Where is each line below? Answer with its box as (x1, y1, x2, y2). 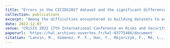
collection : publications (5, 12, 60, 17)
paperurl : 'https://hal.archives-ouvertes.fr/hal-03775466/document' (5, 30, 155, 35)
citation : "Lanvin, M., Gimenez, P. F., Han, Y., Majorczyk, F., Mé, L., (5, 35, 164, 40)
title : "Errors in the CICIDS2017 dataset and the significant (5, 7, 142, 12)
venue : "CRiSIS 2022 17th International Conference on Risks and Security (5, 26, 166, 31)
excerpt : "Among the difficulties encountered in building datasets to (5, 16, 159, 21)
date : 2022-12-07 (5, 21, 42, 26)
